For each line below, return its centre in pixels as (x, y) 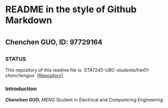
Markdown (29, 20)
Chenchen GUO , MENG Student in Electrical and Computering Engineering (84, 100)
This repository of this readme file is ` (45, 70)
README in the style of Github (71, 9)
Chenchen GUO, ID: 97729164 (54, 42)
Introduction (21, 89)
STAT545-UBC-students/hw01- (117, 70)
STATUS (16, 59)
